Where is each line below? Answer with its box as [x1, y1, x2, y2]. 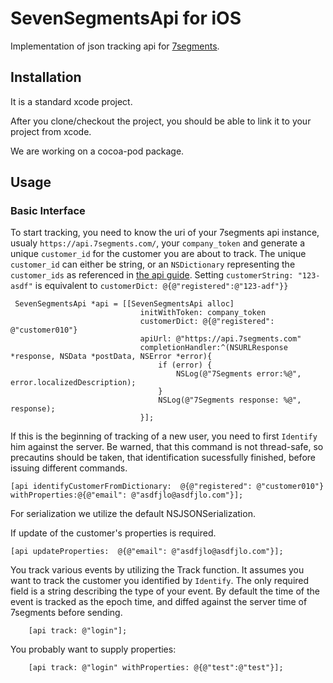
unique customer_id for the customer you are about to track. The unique [10, 248, 307, 260]
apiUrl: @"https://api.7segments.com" [139, 334, 302, 344]
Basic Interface [10, 204, 86, 218]
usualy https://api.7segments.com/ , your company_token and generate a [10, 237, 306, 249]
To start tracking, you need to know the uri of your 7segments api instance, [10, 227, 320, 239]
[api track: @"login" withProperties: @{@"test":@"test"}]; [28, 663, 284, 673]
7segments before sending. [10, 607, 123, 619]
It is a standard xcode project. [10, 95, 133, 107]
